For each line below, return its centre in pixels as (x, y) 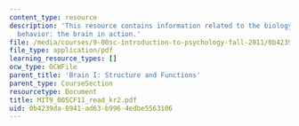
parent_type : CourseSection (61, 83)
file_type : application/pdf (61, 51)
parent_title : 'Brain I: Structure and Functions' (105, 75)
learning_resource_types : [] (63, 59)
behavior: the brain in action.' (79, 34)
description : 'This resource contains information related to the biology (151, 26)
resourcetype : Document (53, 91)
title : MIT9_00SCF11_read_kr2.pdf (73, 100)
